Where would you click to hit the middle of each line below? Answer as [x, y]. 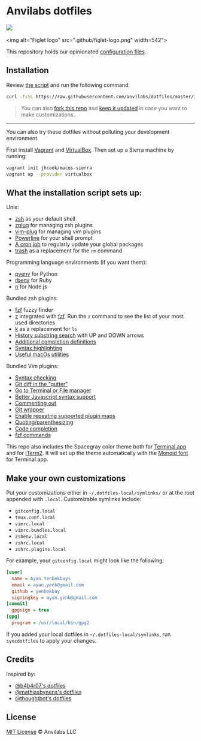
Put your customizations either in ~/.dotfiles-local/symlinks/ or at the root [100, 493]
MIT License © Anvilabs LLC [41, 731]
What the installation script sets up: [74, 193]
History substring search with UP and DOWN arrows [79, 335]
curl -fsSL [20, 97]
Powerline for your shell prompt [54, 238]
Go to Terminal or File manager [53, 390]
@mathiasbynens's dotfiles [48, 692]
